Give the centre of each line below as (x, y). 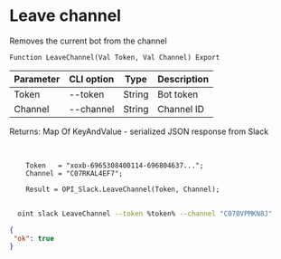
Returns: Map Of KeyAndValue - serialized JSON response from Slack (139, 131)
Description (183, 79)
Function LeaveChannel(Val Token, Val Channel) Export (115, 57)
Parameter (37, 79)
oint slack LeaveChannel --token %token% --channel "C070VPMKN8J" (145, 214)
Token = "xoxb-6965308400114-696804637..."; (115, 165)
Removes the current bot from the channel (88, 41)
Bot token (178, 94)
